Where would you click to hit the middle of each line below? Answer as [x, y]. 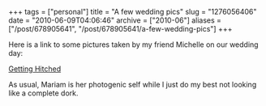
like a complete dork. [43, 93]
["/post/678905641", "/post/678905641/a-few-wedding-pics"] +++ [120, 29]
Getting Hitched [35, 69]
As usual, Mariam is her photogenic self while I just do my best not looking [133, 85]
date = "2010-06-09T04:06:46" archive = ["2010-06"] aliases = [115, 20]
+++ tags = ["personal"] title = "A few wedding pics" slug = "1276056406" [133, 12]
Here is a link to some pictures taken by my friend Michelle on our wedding [133, 45]
